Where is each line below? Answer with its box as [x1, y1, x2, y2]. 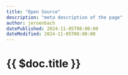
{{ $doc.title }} [6, 57, 82, 71]
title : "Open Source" [6, 8, 61, 15]
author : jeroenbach [6, 20, 56, 26]
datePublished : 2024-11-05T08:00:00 [6, 25, 98, 32]
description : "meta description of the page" [6, 14, 123, 20]
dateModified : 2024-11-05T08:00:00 [6, 31, 96, 37]
